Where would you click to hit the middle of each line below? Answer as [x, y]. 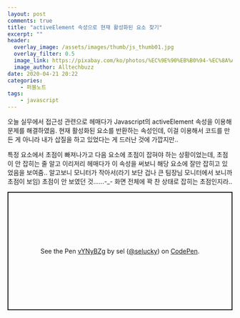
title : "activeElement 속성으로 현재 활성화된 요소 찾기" [85, 27]
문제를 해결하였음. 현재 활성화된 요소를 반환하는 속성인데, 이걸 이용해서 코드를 [115, 130]
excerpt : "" [25, 34]
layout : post [27, 14]
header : [19, 41]
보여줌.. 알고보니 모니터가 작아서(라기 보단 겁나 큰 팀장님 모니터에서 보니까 [129, 173]
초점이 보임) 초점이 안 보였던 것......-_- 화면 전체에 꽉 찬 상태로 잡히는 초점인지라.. [120, 182]
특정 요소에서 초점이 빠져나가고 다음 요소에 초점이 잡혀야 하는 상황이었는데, [111, 155]
